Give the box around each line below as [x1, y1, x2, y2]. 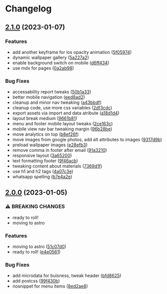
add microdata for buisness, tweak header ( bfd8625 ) [12, 273, 122, 279]
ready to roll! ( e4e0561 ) [12, 249, 61, 255]
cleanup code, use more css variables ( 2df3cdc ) [12, 105, 113, 111]
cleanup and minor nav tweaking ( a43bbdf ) [12, 99, 102, 105]
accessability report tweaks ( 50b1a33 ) [12, 89, 91, 95]
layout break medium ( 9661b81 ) [12, 115, 77, 121]
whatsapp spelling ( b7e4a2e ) [12, 174, 72, 180]
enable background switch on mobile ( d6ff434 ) [12, 59, 110, 65]
